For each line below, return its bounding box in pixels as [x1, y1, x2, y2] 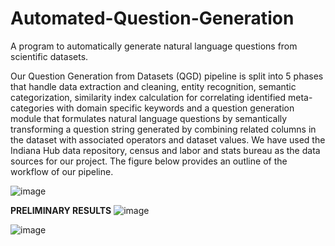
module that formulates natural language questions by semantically [10, 112, 288, 124]
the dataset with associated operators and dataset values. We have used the [10, 133, 326, 146]
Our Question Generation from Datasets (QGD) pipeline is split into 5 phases [10, 70, 324, 82]
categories [10, 102, 55, 114]
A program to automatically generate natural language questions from [10, 40, 298, 52]
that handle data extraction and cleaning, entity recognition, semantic [10, 80, 297, 92]
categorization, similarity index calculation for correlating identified [10, 91, 287, 103]
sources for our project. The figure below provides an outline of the [10, 155, 288, 167]
